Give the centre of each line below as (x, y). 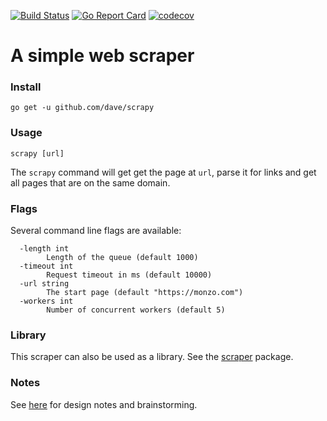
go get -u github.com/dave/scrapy (82, 108)
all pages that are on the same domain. (90, 182)
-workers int (46, 301)
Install (26, 87)
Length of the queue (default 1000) (122, 258)
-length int (44, 249)
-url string (44, 284)
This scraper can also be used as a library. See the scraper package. (152, 357)
